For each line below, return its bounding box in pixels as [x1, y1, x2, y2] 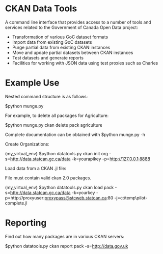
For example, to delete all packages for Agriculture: [5, 113, 109, 118]
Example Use [5, 77, 60, 88]
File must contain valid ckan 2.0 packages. [5, 175, 92, 181]
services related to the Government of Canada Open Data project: [5, 24, 138, 30]
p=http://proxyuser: [5, 195, 45, 200]
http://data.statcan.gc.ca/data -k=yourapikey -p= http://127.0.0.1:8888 [10, 156, 151, 162]
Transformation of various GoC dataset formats [12, 34, 108, 40]
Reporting [5, 217, 47, 228]
